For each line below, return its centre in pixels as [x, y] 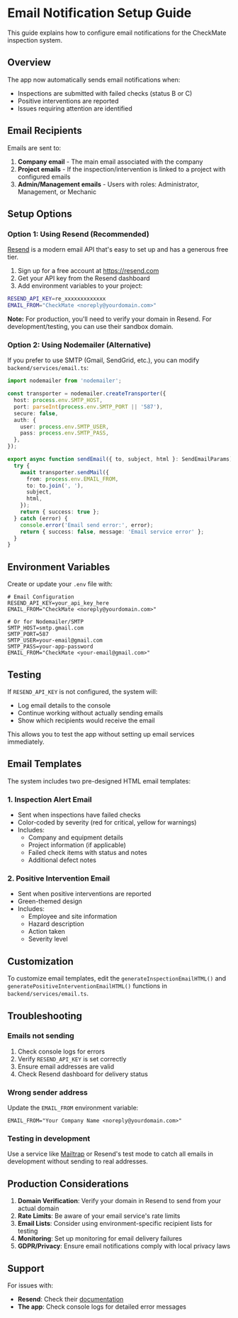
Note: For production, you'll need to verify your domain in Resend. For [110, 319]
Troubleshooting [45, 1016]
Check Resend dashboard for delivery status [83, 1074]
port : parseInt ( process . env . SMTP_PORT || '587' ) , [88, 407]
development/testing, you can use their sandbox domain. [90, 326]
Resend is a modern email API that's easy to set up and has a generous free [118, 250]
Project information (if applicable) [77, 845]
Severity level [48, 939]
